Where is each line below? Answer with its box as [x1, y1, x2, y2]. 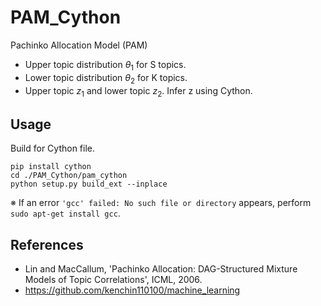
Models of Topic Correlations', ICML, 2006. [24, 273, 203, 285]
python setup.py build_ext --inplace [10, 179, 168, 190]
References [10, 236, 84, 253]
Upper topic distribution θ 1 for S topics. [24, 58, 187, 73]
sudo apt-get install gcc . [10, 207, 121, 220]
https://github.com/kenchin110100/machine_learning [24, 284, 241, 296]
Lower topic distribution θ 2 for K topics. [24, 71, 188, 86]
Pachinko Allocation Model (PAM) [10, 39, 148, 51]
